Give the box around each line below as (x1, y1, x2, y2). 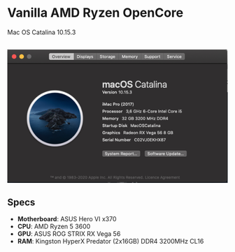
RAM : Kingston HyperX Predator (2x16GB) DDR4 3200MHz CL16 (17, 237, 204, 246)
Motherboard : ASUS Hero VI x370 (17, 215, 117, 223)
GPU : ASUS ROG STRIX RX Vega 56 (17, 230, 121, 238)
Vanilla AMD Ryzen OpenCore (7, 5, 184, 21)
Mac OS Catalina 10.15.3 (7, 28, 76, 36)
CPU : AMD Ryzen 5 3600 (17, 222, 91, 231)
